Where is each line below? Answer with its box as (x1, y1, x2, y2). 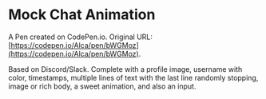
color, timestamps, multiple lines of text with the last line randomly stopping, (8, 73, 259, 82)
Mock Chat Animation (8, 6, 156, 24)
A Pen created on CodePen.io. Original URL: (8, 32, 153, 42)
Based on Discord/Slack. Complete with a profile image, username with (8, 64, 243, 73)
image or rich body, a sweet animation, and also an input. (8, 81, 197, 91)
